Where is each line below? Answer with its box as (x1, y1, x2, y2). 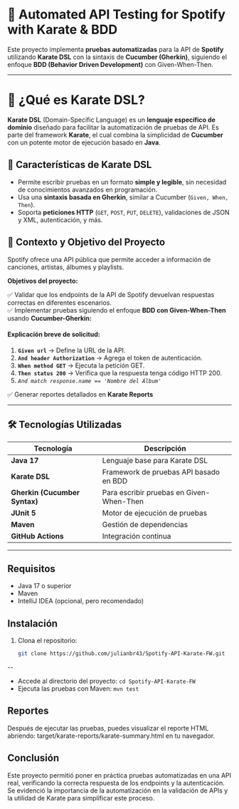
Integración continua (102, 531, 171, 541)
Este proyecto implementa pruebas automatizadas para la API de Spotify (7, 45, 224, 53)
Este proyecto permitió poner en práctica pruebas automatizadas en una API (7, 771, 232, 779)
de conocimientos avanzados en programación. (17, 185, 158, 194)
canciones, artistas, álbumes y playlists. (7, 263, 124, 271)
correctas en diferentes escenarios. (7, 298, 112, 307)
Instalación (7, 617, 58, 630)
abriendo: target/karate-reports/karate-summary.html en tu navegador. (7, 731, 216, 740)
